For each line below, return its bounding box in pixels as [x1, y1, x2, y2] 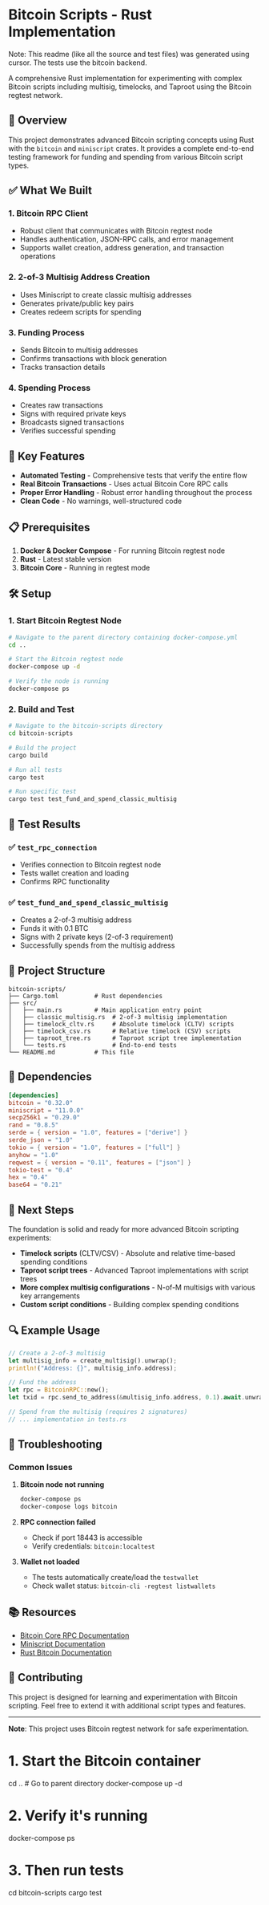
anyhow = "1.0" [8, 1151, 59, 1159]
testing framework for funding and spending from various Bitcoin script [8, 152, 243, 161]
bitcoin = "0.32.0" [8, 1099, 74, 1107]
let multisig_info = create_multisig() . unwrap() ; [8, 1356, 178, 1365]
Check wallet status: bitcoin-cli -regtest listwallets [31, 1581, 216, 1590]
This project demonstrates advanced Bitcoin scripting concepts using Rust [8, 135, 255, 144]
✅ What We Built [8, 184, 93, 197]
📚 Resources [8, 1605, 77, 1619]
